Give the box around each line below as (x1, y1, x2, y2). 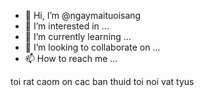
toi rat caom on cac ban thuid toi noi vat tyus (10, 76, 195, 87)
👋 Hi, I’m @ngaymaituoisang (24, 10, 142, 21)
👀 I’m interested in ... (24, 20, 110, 32)
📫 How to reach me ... (24, 53, 118, 64)
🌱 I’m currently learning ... (24, 31, 132, 42)
